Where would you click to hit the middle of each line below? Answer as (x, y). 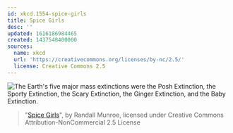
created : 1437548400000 (42, 40)
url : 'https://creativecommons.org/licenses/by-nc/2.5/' (99, 60)
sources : (20, 46)
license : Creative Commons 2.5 (60, 66)
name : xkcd (30, 53)
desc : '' (20, 27)
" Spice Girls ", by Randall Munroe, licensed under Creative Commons (124, 115)
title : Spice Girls (36, 20)
